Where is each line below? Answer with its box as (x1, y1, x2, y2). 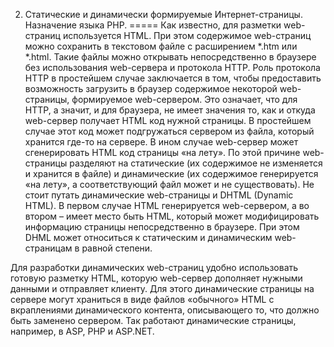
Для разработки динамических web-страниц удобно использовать (10, 262, 299, 273)
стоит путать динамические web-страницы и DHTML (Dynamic (24, 189, 294, 201)
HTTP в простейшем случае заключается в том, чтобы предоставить (24, 72, 322, 84)
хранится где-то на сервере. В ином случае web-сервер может (24, 136, 299, 148)
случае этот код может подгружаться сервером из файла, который (24, 125, 315, 137)
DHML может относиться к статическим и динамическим (24, 232, 273, 243)
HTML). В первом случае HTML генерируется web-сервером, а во (24, 200, 310, 211)
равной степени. (81, 242, 153, 254)
